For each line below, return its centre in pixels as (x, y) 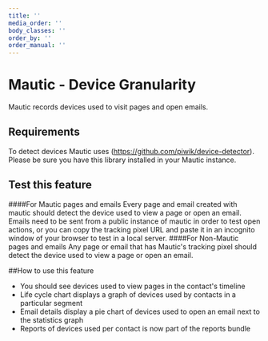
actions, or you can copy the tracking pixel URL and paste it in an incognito (132, 229)
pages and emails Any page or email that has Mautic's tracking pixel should (133, 246)
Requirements (44, 132)
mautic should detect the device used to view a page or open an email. (125, 212)
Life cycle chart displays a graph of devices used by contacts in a (128, 294)
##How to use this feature (51, 270)
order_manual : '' (37, 46)
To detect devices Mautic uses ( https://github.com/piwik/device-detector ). (131, 151)
